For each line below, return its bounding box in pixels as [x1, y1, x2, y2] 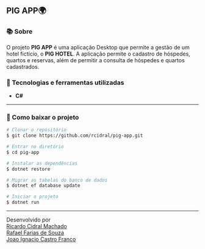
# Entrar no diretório [6, 143, 64, 150]
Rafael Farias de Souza [6, 229, 64, 237]
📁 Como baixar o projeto [6, 113, 79, 121]
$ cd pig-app [6, 149, 40, 155]
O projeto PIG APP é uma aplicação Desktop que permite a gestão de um [6, 43, 190, 51]
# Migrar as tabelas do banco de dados [6, 177, 108, 183]
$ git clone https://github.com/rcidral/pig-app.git [6, 132, 143, 139]
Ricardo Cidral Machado [6, 223, 67, 230]
